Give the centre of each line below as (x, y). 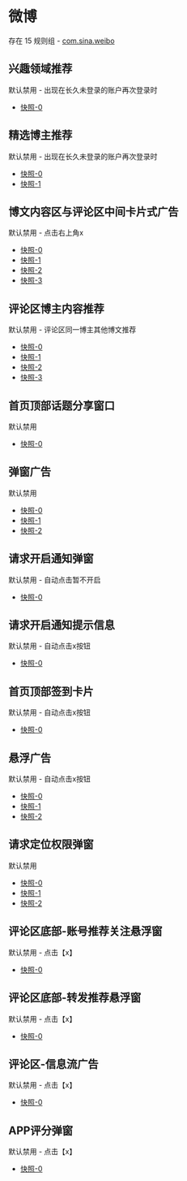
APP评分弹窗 (40, 1130)
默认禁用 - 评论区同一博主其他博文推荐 (72, 330)
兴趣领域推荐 (40, 69)
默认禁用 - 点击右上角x (46, 233)
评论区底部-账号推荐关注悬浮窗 (85, 931)
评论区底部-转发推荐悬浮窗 (75, 998)
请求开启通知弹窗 (51, 558)
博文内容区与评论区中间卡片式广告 (93, 212)
